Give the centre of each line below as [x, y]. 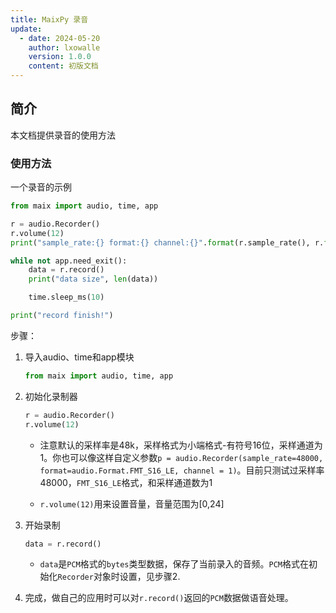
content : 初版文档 [63, 66]
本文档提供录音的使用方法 [63, 135]
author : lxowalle [64, 47]
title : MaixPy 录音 [49, 19]
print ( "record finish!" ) [62, 316]
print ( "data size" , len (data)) [93, 279]
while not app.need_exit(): [69, 261]
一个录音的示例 [41, 187]
